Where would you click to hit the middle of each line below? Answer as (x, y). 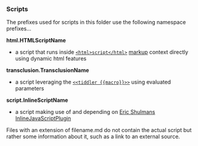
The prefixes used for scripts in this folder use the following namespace (96, 22)
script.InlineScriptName (37, 100)
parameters (29, 88)
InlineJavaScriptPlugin (43, 118)
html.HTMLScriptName (36, 41)
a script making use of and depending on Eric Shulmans (85, 112)
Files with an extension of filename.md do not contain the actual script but (99, 130)
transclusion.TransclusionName (48, 70)
